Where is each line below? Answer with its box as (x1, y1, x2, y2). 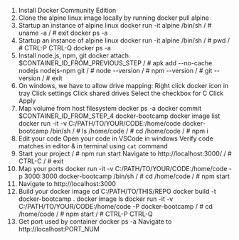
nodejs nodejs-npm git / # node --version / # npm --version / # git (18, 67, 213, 75)
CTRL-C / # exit (18, 157, 64, 165)
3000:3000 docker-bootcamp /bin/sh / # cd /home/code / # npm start (24, 172, 230, 180)
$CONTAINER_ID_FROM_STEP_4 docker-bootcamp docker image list (18, 111, 221, 120)
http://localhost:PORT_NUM (18, 225, 100, 233)
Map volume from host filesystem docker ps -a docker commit (18, 104, 202, 112)
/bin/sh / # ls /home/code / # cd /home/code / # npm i (50, 127, 208, 135)
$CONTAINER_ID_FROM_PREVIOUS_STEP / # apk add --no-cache (18, 59, 213, 67)
